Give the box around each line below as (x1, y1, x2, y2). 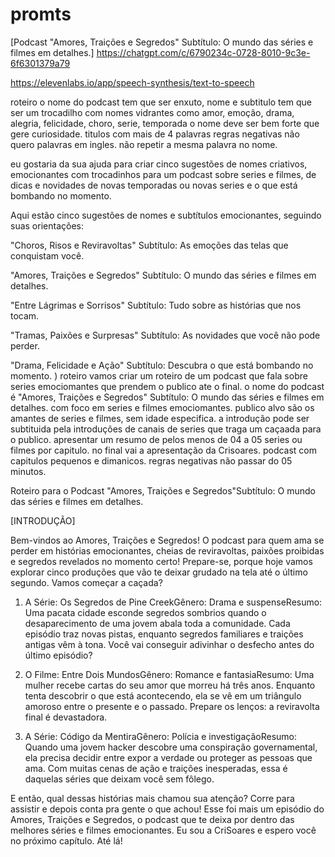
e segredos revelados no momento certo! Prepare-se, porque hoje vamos (10, 555, 313, 567)
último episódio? (24, 649, 93, 661)
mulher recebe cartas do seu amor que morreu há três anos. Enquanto (24, 679, 316, 691)
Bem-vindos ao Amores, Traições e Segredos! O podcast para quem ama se (10, 534, 325, 546)
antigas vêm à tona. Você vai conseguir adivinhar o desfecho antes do (24, 638, 315, 650)
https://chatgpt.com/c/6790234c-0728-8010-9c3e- (96, 46, 311, 58)
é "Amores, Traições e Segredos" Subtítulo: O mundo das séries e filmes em (10, 391, 325, 403)
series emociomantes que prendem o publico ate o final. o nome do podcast (10, 380, 325, 392)
